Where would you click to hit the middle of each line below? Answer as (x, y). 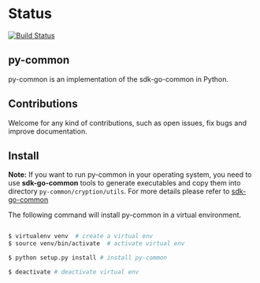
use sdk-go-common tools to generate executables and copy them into (124, 183)
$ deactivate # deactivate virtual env (74, 272)
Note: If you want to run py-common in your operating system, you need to (130, 175)
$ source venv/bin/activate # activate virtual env (97, 244)
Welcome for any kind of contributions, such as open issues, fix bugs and (127, 123)
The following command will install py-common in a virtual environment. (125, 215)
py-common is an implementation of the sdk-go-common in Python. (118, 79)
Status (30, 14)
